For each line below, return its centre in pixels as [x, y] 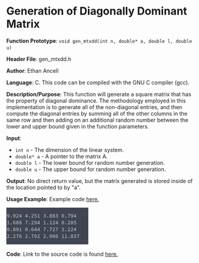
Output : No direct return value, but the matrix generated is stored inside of [99, 181]
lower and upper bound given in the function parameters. [78, 126]
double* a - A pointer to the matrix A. [61, 156]
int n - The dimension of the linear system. [69, 150]
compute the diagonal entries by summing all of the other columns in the [97, 113]
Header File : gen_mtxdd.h [39, 59]
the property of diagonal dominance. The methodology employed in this [96, 101]
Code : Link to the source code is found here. [62, 254]
